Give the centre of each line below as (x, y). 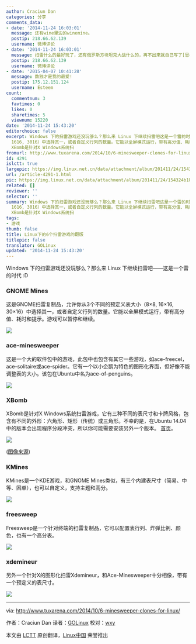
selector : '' (22, 197)
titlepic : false (26, 240)
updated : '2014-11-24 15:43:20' (45, 251)
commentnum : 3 (28, 98)
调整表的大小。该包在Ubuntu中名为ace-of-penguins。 (71, 373)
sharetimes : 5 (28, 115)
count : (14, 93)
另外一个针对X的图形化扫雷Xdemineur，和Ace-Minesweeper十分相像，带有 (97, 575)
